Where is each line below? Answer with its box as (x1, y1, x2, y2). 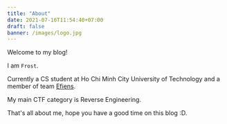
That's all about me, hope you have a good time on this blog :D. (7, 109, 188, 117)
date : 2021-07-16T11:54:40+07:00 (7, 17, 104, 23)
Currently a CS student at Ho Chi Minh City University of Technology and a (7, 75, 220, 83)
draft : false (7, 23, 45, 30)
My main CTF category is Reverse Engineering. (7, 96, 142, 104)
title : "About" (7, 10, 51, 17)
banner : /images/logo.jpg (7, 29, 82, 37)
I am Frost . (7, 61, 39, 70)
